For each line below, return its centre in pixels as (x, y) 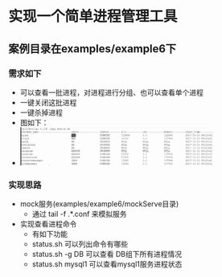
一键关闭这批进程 (48, 102)
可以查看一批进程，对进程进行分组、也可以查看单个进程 (111, 92)
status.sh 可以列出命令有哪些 (80, 244)
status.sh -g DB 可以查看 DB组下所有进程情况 (107, 255)
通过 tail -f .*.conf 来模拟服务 (79, 214)
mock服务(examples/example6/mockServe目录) (99, 204)
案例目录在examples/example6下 (92, 49)
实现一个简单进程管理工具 (93, 16)
